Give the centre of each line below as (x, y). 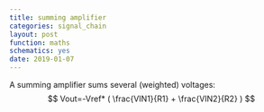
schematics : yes (40, 51)
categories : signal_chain (58, 26)
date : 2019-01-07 (42, 59)
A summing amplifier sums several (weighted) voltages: (113, 85)
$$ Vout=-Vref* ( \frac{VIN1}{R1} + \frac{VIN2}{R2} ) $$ (151, 99)
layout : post (34, 34)
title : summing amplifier (58, 17)
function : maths (40, 43)
